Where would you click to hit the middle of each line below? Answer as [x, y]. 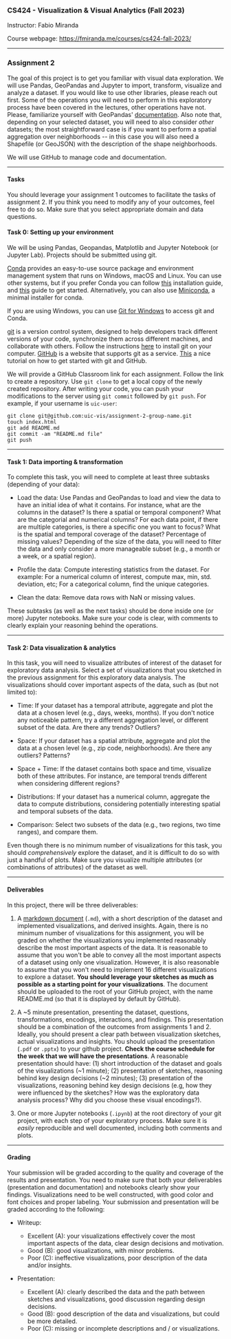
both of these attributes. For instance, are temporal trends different [112, 776]
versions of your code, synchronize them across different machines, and [110, 339]
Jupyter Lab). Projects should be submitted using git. [82, 255]
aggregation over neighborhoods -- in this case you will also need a [103, 136]
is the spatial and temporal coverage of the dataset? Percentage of [112, 534]
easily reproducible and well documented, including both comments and [119, 1128]
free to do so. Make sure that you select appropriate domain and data [106, 209]
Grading [19, 1157]
